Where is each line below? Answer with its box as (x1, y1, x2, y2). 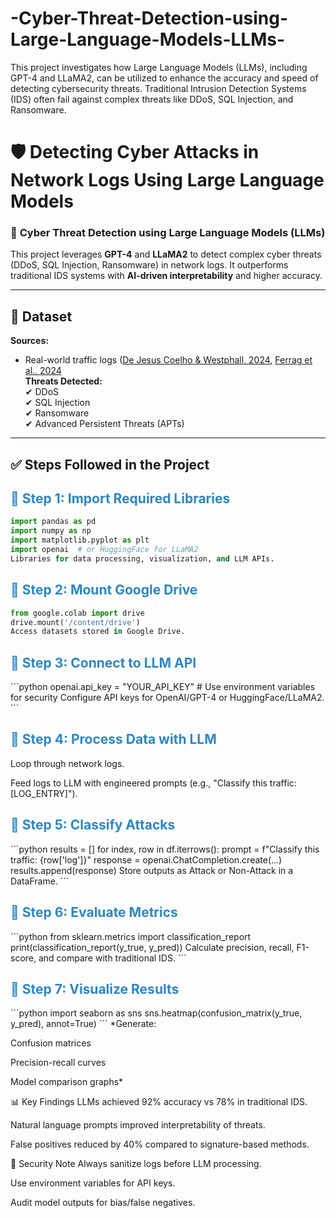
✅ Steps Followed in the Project (10, 456, 210, 473)
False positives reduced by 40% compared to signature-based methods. (10, 1138, 310, 1151)
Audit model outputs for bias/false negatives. (10, 1197, 196, 1209)
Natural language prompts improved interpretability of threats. (10, 1119, 266, 1131)
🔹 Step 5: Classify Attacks (10, 817, 176, 834)
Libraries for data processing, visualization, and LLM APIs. (10, 553, 275, 564)
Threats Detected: (24, 375, 103, 387)
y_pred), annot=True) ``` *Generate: (10, 1018, 157, 1030)
